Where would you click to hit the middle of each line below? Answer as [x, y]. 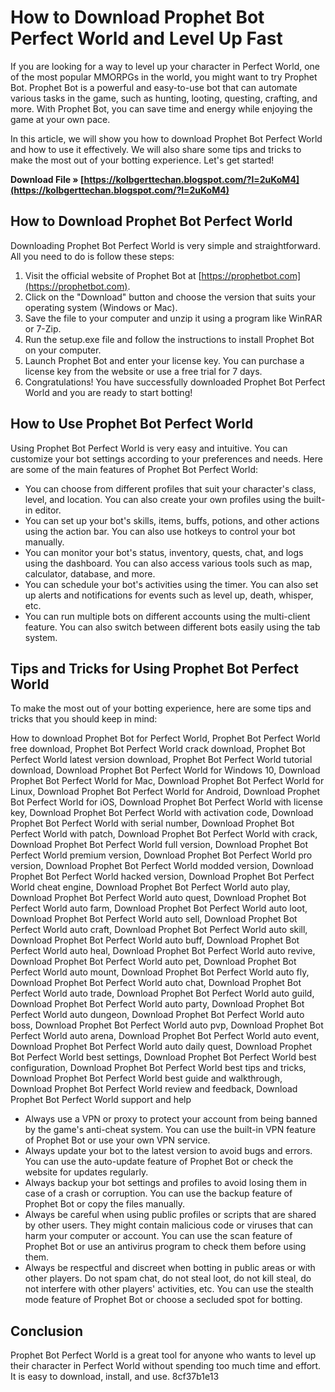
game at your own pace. [60, 119]
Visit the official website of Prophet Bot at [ [113, 275]
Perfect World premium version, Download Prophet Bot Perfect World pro [161, 855]
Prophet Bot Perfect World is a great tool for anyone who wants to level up [163, 1355]
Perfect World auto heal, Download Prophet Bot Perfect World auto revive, [163, 951]
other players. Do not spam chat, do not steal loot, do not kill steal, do [168, 1278]
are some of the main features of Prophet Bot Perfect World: [134, 469]
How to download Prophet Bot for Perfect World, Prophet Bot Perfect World [165, 738]
